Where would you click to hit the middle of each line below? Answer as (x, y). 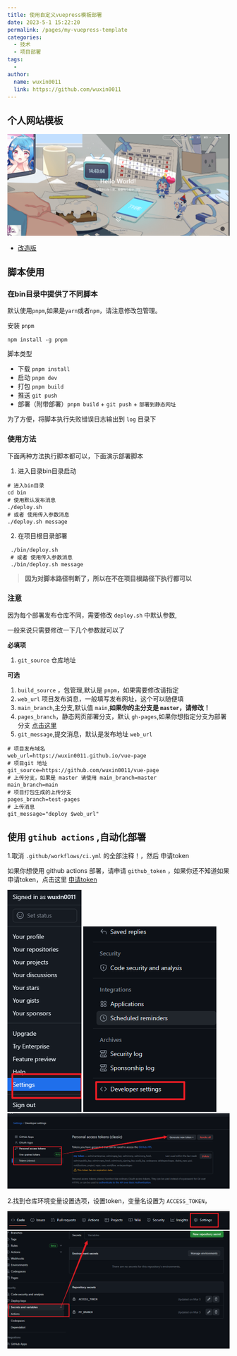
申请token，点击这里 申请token (52, 879)
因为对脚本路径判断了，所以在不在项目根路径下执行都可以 (108, 578)
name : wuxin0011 (37, 82)
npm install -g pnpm (38, 340)
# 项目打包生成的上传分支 (39, 792)
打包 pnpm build (41, 386)
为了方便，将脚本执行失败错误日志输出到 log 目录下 (82, 419)
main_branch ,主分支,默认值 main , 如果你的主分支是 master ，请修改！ (114, 707)
